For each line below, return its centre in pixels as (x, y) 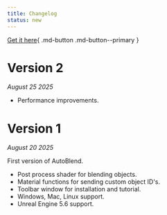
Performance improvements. (58, 101)
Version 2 (35, 68)
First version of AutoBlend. (45, 161)
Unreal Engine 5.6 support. (55, 204)
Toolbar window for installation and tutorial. (79, 189)
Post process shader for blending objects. (77, 175)
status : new (24, 20)
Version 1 (34, 128)
